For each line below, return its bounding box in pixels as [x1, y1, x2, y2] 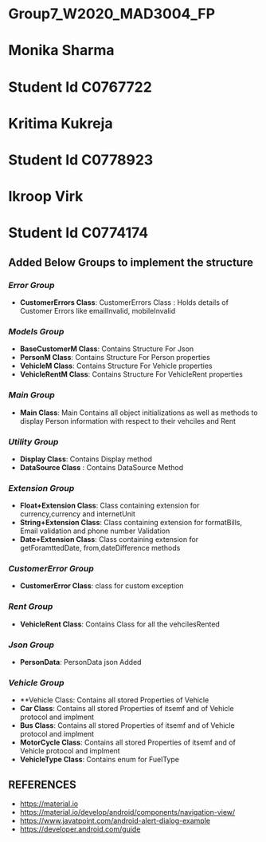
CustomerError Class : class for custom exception [19, 581, 185, 591]
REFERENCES [8, 777, 77, 791]
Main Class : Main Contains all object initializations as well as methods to [19, 408, 258, 417]
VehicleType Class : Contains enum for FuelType [19, 755, 179, 765]
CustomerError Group [8, 563, 94, 575]
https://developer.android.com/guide [19, 824, 141, 834]
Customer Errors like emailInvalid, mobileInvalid [19, 306, 176, 315]
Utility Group [8, 436, 59, 447]
